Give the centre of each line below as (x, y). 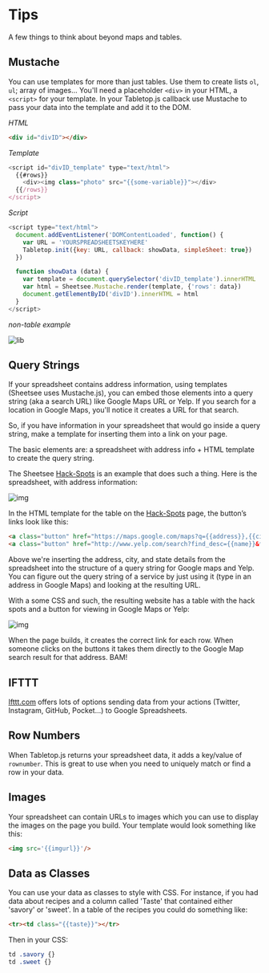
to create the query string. (51, 458)
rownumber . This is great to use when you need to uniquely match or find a (130, 763)
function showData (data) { (62, 272)
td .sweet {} (30, 962)
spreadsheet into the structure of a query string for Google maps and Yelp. (131, 568)
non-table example (40, 324)
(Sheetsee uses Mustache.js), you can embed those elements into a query (131, 393)
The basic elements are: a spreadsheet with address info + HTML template (131, 450)
